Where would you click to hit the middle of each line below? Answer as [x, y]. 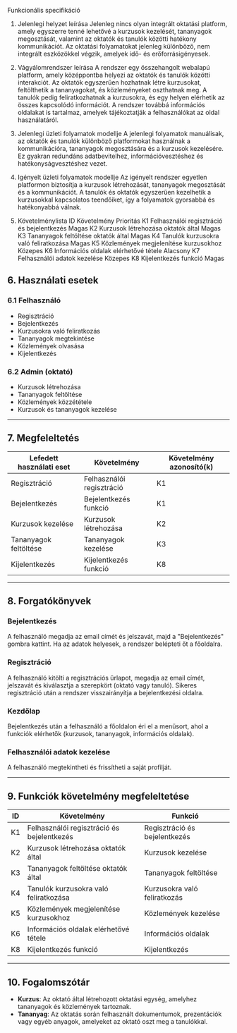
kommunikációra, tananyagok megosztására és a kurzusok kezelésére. [121, 148]
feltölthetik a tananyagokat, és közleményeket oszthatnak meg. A [112, 90]
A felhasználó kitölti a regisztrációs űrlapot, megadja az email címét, [106, 678]
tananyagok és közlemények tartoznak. [74, 1007]
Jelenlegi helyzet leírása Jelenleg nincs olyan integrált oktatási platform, [122, 24]
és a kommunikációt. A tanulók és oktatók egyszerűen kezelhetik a [114, 192]
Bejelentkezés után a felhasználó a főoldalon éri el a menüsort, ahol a [108, 726]
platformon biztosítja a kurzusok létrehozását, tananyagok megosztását [121, 185]
